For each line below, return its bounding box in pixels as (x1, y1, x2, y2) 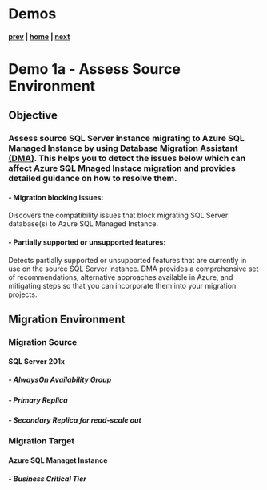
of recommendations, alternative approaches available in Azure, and (8, 272, 233, 281)
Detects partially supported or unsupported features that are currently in (8, 255, 247, 265)
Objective (8, 109, 58, 123)
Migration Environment (8, 313, 126, 326)
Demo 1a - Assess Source (8, 59, 181, 78)
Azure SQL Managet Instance (8, 455, 108, 465)
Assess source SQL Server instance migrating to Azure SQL (8, 133, 245, 144)
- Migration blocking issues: (8, 192, 104, 202)
